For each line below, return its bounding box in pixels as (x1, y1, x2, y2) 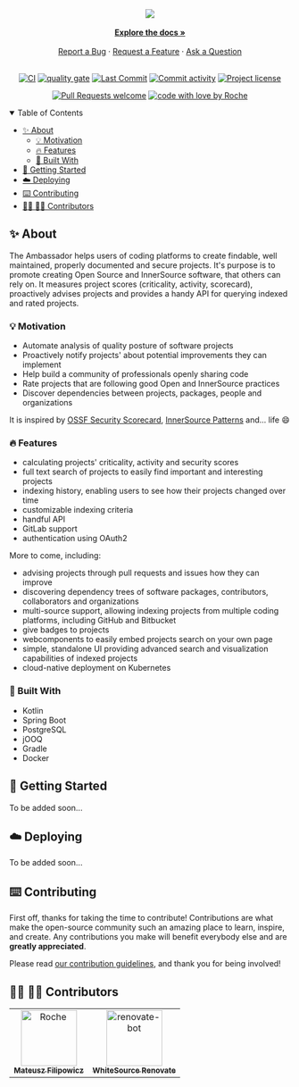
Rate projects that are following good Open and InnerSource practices (21, 379, 280, 389)
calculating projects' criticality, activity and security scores (21, 457, 239, 468)
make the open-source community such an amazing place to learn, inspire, (9, 922, 286, 932)
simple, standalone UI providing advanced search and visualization (21, 643, 269, 655)
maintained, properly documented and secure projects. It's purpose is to (9, 259, 276, 271)
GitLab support (21, 523, 78, 534)
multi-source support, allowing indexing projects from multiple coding (21, 606, 279, 616)
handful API (21, 514, 65, 525)
